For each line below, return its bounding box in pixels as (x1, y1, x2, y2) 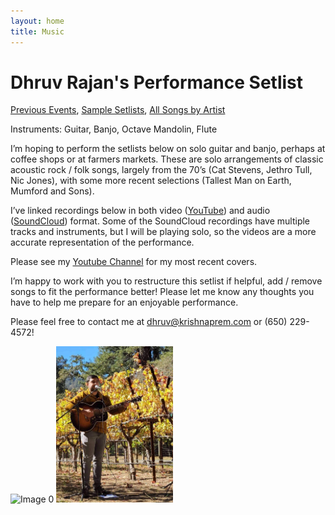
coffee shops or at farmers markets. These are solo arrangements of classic (10, 153, 324, 165)
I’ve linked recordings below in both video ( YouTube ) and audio (10, 205, 271, 217)
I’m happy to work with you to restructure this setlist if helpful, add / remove (10, 275, 323, 287)
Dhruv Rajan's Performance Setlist (10, 71, 304, 94)
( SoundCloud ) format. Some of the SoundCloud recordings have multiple (10, 215, 311, 227)
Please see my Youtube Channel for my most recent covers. (10, 256, 258, 268)
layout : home (10, 16, 65, 26)
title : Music (10, 26, 65, 37)
